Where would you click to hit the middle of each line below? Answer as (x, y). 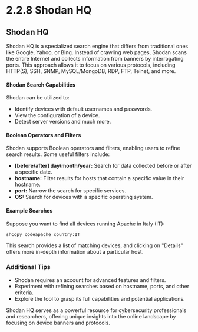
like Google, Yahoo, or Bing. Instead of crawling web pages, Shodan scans (97, 52)
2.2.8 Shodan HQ (49, 10)
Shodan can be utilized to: (38, 98)
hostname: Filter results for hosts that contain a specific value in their (99, 178)
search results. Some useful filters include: (58, 154)
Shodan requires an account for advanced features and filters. (90, 280)
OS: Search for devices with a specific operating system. (84, 197)
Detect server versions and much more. (63, 122)
